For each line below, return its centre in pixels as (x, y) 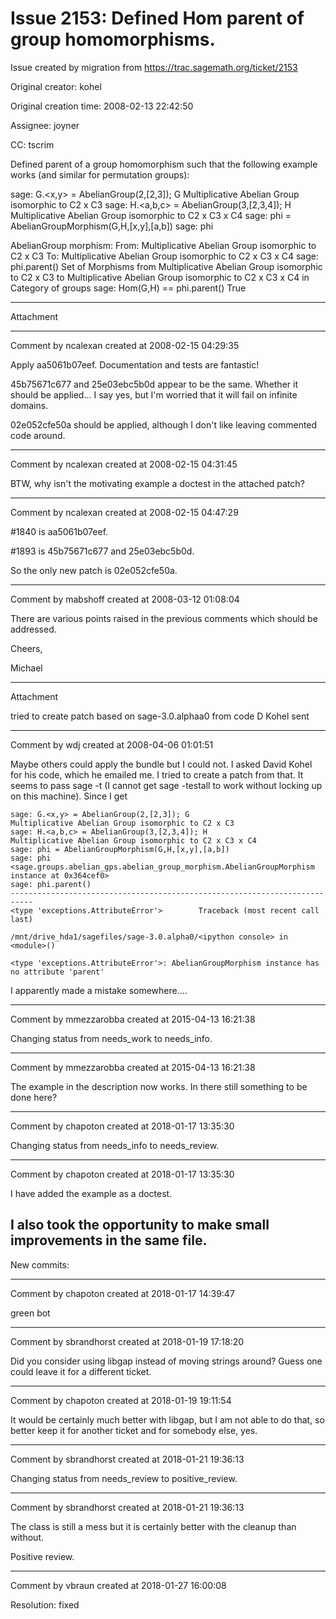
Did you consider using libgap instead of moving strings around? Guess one (166, 1361)
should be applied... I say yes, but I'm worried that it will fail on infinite (154, 394)
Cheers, (26, 648)
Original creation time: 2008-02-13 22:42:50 (102, 106)
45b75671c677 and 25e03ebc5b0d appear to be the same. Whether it (154, 384)
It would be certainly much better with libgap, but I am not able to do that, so (167, 1419)
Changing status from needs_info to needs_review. (115, 1145)
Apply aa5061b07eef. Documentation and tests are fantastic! (135, 364)
